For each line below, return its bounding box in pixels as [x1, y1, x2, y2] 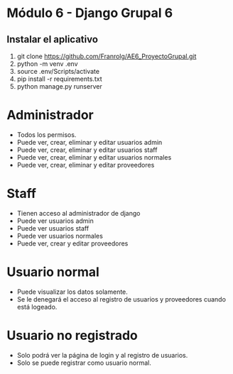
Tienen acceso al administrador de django [16, 209, 141, 217]
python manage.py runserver [16, 82, 102, 90]
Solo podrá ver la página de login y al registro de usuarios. [16, 351, 188, 359]
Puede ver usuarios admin [16, 216, 94, 225]
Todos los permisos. [16, 130, 77, 139]
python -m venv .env [16, 60, 79, 68]
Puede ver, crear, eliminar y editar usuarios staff [16, 145, 158, 154]
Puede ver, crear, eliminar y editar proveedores [16, 160, 155, 169]
